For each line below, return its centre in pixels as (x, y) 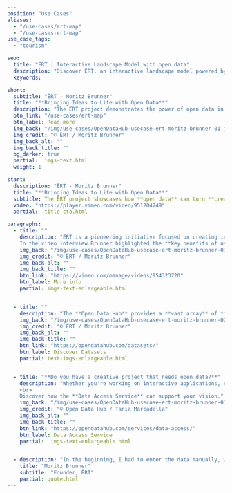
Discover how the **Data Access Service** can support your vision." (122, 396)
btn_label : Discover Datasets (63, 352)
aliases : (20, 20)
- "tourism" (31, 46)
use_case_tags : (29, 39)
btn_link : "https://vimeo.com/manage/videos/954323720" (102, 276)
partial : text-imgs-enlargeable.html (74, 358)
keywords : (27, 77)
